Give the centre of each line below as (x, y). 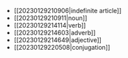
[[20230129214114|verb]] (50, 25)
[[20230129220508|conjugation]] (62, 47)
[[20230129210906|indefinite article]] (67, 11)
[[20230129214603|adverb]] (55, 32)
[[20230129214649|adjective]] (58, 40)
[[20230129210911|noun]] (50, 18)
